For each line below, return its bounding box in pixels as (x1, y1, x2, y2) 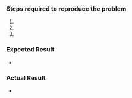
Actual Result (6, 73, 46, 81)
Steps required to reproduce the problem (6, 5, 127, 13)
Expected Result (6, 45, 55, 54)
